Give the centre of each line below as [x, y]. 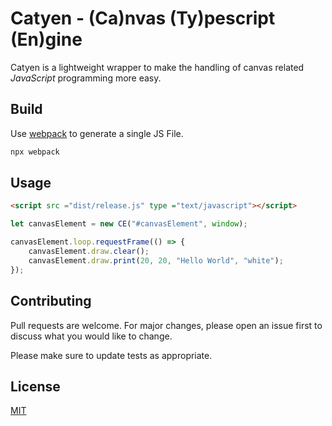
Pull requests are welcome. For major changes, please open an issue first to [166, 325]
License [35, 386]
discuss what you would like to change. [91, 336]
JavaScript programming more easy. [86, 78]
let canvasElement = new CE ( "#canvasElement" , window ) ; [129, 224]
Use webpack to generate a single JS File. [97, 133]
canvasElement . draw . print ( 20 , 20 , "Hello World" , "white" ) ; [156, 260]
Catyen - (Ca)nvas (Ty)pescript [143, 18]
